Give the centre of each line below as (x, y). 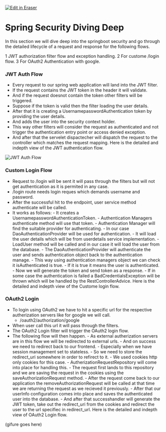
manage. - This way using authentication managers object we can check (86, 260)
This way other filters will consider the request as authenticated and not (85, 127)
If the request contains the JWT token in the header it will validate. (80, 90)
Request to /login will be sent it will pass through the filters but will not (83, 181)
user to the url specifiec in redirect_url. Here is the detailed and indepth (85, 409)
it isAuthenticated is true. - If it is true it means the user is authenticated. (86, 265)
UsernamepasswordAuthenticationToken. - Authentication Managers (82, 218)
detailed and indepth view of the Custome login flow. (66, 286)
